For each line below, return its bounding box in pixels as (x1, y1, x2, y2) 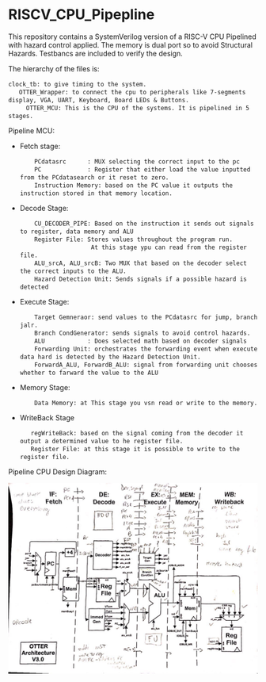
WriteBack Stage (19, 412, 75, 422)
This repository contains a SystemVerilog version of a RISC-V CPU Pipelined (8, 32, 257, 41)
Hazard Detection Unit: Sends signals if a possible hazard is (34, 275, 247, 283)
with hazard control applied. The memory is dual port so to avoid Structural (8, 40, 253, 49)
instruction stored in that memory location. (19, 189, 173, 197)
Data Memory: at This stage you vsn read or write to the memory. (34, 399, 258, 407)
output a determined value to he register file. (19, 437, 184, 445)
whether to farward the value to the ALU (19, 369, 158, 377)
